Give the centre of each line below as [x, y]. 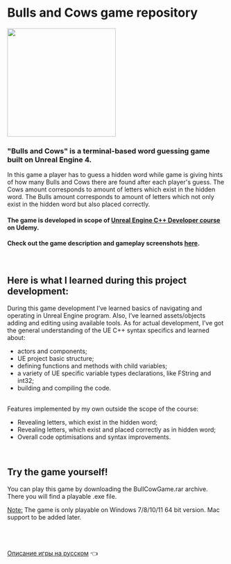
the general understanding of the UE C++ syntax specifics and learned [108, 330]
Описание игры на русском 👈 [53, 553]
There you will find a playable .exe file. [62, 496]
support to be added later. [44, 517]
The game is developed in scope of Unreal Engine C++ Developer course [114, 220]
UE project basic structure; [55, 358]
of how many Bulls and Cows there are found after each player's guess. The [116, 182]
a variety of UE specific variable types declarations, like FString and [114, 373]
